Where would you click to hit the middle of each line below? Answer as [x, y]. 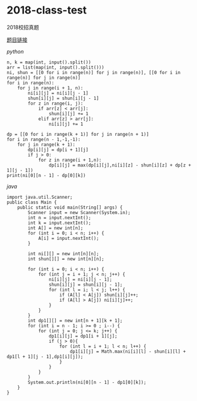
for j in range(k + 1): [46, 145]
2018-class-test [47, 10]
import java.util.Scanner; [40, 197]
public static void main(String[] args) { [70, 207]
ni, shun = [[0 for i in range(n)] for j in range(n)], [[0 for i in [94, 72]
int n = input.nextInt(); [60, 218]
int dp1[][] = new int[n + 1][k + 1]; [75, 320]
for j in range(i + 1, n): [50, 88]
